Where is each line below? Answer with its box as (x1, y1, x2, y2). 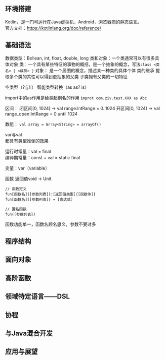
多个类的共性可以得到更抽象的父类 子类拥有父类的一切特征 (9, 73, 127, 79)
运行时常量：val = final (5, 148, 51, 154)
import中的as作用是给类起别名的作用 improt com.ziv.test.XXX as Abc (5, 95, 147, 101)
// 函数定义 (5, 186, 27, 191)
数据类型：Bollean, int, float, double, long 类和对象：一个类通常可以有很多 (5, 55, 155, 61)
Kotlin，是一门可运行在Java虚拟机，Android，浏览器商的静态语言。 (5, 19, 142, 25)
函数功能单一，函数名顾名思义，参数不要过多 (5, 221, 96, 227)
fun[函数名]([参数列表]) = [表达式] (5, 197, 73, 202)
